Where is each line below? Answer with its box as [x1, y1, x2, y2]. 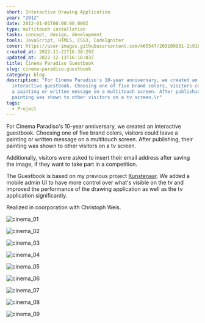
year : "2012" [6, 15, 40, 21]
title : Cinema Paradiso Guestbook [6, 60, 95, 66]
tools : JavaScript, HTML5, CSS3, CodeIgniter [6, 37, 124, 43]
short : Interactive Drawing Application [6, 9, 111, 15]
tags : [6, 100, 20, 106]
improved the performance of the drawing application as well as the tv [6, 185, 183, 193]
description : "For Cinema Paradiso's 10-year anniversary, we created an [6, 77, 198, 83]
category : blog [6, 72, 45, 78]
